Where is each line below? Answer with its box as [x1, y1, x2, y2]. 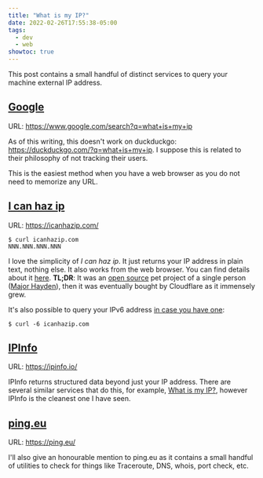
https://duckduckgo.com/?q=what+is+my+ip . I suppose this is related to [8, 144, 242, 154]
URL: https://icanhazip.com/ [8, 221, 100, 230]
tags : [8, 26, 26, 34]
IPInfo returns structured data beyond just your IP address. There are [8, 378, 232, 387]
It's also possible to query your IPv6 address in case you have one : [8, 305, 225, 314]
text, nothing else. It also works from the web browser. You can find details [8, 265, 250, 274]
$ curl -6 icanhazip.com [8, 319, 89, 328]
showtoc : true [8, 48, 55, 56]
